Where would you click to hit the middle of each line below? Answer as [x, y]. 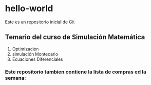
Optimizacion [25, 49]
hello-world [29, 8]
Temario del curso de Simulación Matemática [75, 37]
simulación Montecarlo [35, 54]
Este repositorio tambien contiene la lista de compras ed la [76, 72]
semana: [16, 78]
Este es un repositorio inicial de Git [40, 22]
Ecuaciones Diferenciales [38, 59]
